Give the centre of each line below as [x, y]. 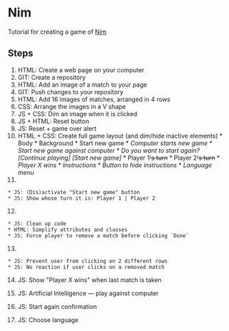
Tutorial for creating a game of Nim [57, 32]
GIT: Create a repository [52, 77]
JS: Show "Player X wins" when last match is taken [89, 279]
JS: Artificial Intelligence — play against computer [88, 293]
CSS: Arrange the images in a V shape [72, 106]
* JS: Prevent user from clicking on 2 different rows [88, 261]
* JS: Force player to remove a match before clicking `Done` [98, 235]
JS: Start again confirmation [57, 306]
